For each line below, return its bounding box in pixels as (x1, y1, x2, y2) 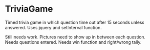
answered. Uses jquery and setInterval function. (5, 24, 102, 30)
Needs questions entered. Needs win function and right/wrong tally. (5, 39, 142, 45)
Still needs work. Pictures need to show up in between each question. (5, 34, 146, 40)
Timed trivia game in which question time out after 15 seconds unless (5, 19, 145, 25)
